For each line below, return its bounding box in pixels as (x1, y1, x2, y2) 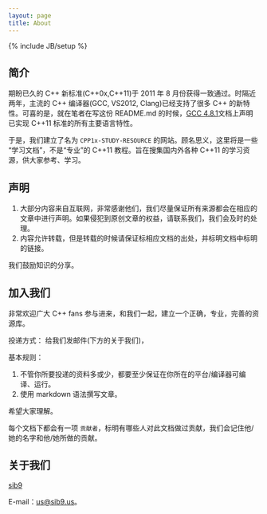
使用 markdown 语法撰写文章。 (19, 389, 122, 398)
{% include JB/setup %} (8, 41, 88, 50)
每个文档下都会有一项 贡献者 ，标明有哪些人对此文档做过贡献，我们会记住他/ (8, 423, 254, 433)
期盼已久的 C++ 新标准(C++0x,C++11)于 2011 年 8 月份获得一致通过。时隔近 (8, 88, 257, 98)
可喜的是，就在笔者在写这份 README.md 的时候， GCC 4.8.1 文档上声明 (22, 108, 253, 118)
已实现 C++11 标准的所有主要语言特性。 (8, 119, 138, 128)
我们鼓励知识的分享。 (8, 261, 78, 270)
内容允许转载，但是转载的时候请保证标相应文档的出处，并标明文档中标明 (19, 233, 257, 243)
